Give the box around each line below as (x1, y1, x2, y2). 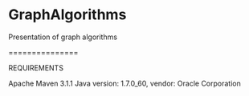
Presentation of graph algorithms (8, 32, 118, 42)
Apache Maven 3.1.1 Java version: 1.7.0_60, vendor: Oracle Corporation (8, 78, 241, 88)
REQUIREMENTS (8, 62, 64, 73)
